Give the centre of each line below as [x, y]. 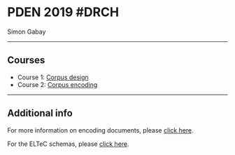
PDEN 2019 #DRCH [63, 12]
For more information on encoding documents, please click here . [100, 130]
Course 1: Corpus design [53, 77]
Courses [26, 60]
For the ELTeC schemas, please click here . [68, 144]
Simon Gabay [27, 32]
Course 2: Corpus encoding [57, 84]
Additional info [40, 113]
